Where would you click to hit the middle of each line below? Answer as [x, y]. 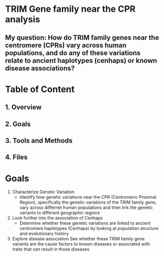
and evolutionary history [44, 233]
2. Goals [18, 124]
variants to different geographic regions [60, 213]
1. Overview [23, 107]
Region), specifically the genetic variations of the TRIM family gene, [88, 203]
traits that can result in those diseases [51, 249]
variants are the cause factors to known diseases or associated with [81, 244]
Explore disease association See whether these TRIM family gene [78, 239]
